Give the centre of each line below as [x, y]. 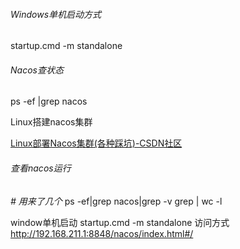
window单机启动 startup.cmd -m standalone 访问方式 [120, 222]
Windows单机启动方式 [56, 14]
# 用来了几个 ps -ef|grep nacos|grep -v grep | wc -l [116, 201]
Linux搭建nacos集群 [51, 122]
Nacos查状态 [37, 70]
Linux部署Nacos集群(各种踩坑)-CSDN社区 [96, 143]
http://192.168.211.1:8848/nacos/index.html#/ [102, 233]
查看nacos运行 [41, 168]
